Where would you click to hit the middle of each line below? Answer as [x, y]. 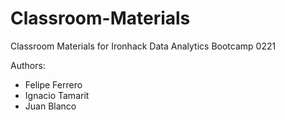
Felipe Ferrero [53, 84]
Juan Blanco [50, 106]
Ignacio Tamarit [57, 95]
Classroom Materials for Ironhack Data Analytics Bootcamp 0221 [143, 46]
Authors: [28, 65]
